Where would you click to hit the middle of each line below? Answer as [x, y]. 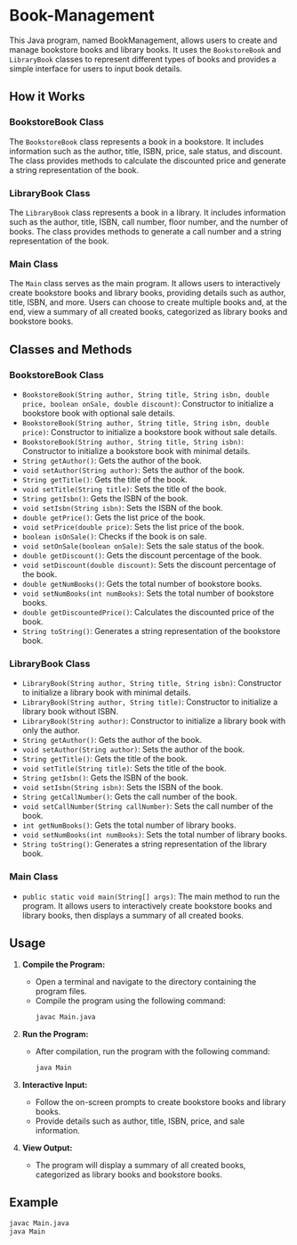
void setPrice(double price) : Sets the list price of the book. [133, 526]
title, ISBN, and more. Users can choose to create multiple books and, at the [148, 302]
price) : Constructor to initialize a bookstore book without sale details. [149, 432]
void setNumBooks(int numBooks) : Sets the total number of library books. [154, 835]
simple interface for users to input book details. [96, 69]
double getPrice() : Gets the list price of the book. [114, 517]
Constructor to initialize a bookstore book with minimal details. [136, 450]
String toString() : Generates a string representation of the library [144, 845]
